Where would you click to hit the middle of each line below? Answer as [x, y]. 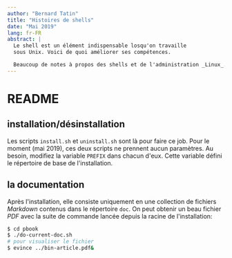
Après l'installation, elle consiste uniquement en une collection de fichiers [112, 201]
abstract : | [24, 39]
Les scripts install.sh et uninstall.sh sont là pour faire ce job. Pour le [108, 141]
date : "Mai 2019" [32, 26]
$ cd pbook [23, 229]
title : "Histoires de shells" [51, 20]
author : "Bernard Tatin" [43, 13]
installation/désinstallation [66, 124]
